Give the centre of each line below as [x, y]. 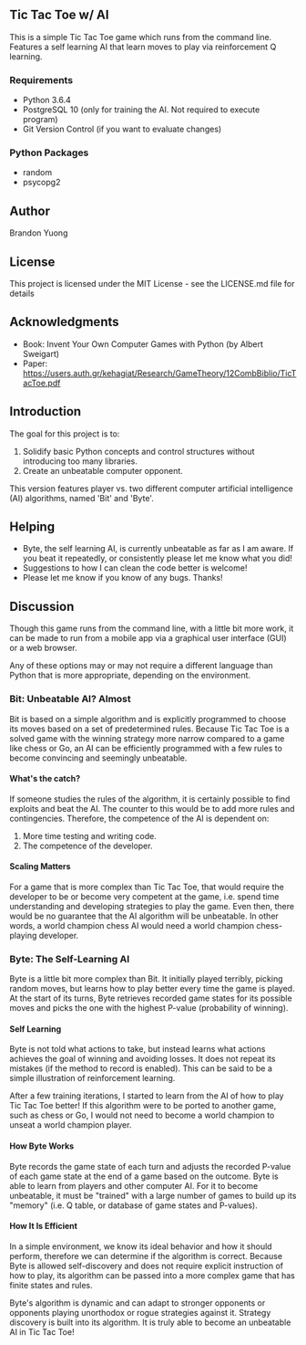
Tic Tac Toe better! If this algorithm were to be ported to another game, [143, 1106]
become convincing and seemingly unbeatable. [98, 758]
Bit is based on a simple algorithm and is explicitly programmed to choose [148, 719]
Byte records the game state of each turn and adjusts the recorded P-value [150, 1166]
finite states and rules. [51, 1285]
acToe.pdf [41, 383]
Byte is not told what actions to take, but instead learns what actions [138, 1049]
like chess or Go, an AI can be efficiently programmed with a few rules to [146, 748]
